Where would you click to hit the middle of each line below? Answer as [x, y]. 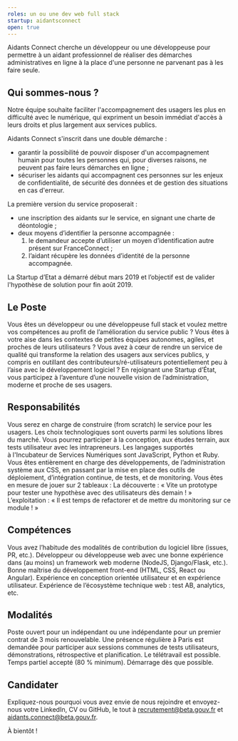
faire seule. [24, 70]
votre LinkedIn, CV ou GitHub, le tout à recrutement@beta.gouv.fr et [123, 710]
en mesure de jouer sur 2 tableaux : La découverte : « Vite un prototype [112, 484]
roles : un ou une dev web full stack [63, 14]
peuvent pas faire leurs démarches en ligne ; [83, 167]
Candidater [33, 685]
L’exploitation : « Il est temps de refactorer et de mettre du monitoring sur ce [119, 500]
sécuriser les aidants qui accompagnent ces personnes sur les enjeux [120, 175]
